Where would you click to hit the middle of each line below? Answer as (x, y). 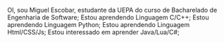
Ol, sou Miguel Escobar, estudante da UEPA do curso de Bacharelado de (112, 10)
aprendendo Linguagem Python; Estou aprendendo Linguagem (99, 25)
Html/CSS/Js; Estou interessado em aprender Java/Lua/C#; (93, 32)
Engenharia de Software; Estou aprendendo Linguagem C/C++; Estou (108, 17)
